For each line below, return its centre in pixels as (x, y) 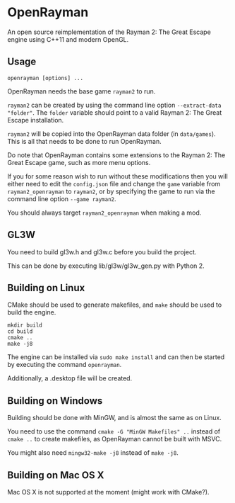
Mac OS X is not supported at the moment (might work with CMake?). (108, 492)
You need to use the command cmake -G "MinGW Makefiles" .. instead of (114, 431)
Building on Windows (55, 401)
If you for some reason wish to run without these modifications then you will (117, 176)
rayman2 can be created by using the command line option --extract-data (114, 105)
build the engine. (32, 312)
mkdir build (25, 326)
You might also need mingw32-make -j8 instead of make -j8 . (93, 453)
